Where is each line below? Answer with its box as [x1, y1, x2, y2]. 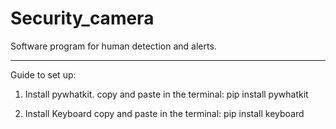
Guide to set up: [10, 68, 77, 81]
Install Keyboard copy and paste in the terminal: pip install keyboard [24, 107, 305, 119]
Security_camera [10, 7, 155, 30]
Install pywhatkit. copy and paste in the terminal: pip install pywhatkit [24, 88, 309, 100]
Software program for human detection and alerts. [10, 40, 217, 52]
